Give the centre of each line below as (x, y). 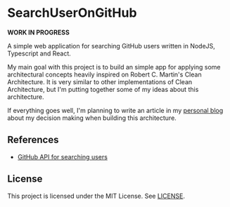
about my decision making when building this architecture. (92, 118)
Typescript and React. (39, 53)
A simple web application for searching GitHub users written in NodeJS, (111, 46)
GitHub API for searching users (62, 156)
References (33, 140)
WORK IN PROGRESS (39, 32)
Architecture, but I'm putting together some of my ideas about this (103, 89)
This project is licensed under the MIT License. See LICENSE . (96, 196)
